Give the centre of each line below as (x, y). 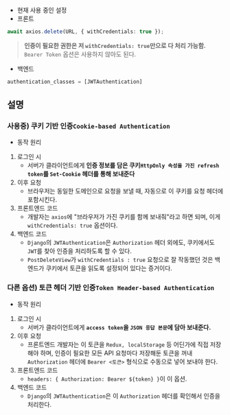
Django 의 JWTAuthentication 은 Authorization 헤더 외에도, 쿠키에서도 (121, 243)
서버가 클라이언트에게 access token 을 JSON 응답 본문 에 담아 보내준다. (119, 327)
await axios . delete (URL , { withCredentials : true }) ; (86, 32)
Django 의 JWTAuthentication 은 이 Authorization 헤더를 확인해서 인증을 (124, 396)
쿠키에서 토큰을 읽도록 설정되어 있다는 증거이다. (109, 268)
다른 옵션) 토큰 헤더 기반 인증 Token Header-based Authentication (111, 288)
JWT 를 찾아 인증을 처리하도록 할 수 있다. (79, 251)
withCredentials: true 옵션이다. (72, 226)
